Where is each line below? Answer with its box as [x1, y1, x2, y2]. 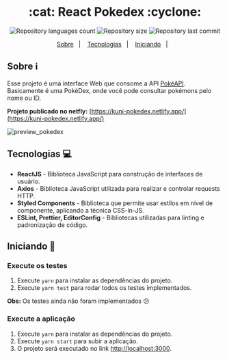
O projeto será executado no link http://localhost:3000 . [16, 344, 172, 352]
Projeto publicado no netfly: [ [7, 107, 92, 115]
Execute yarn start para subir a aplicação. [16, 336, 138, 345]
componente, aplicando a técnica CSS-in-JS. [16, 206, 145, 214]
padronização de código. [16, 220, 88, 229]
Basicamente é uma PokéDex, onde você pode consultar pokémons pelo [7, 86, 212, 94]
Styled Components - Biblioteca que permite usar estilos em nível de [16, 199, 213, 207]
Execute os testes [7, 261, 68, 270]
